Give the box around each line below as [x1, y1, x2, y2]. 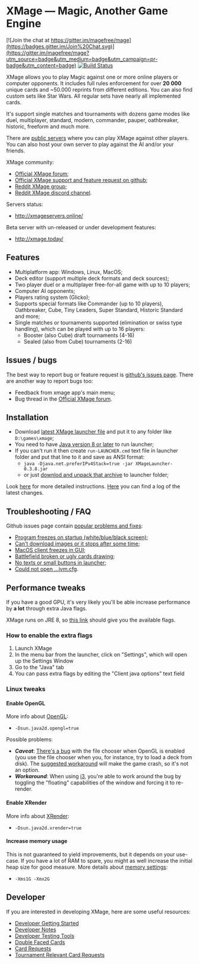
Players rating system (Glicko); [14, 294, 90, 301]
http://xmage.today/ [14, 235, 64, 242]
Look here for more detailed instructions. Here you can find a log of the [6, 483, 181, 490]
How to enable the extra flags [6, 631, 93, 639]
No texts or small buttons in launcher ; [14, 559, 107, 566]
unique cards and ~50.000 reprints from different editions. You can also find [6, 86, 193, 93]
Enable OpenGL [6, 700, 46, 707]
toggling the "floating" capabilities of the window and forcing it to [14, 779, 175, 787]
